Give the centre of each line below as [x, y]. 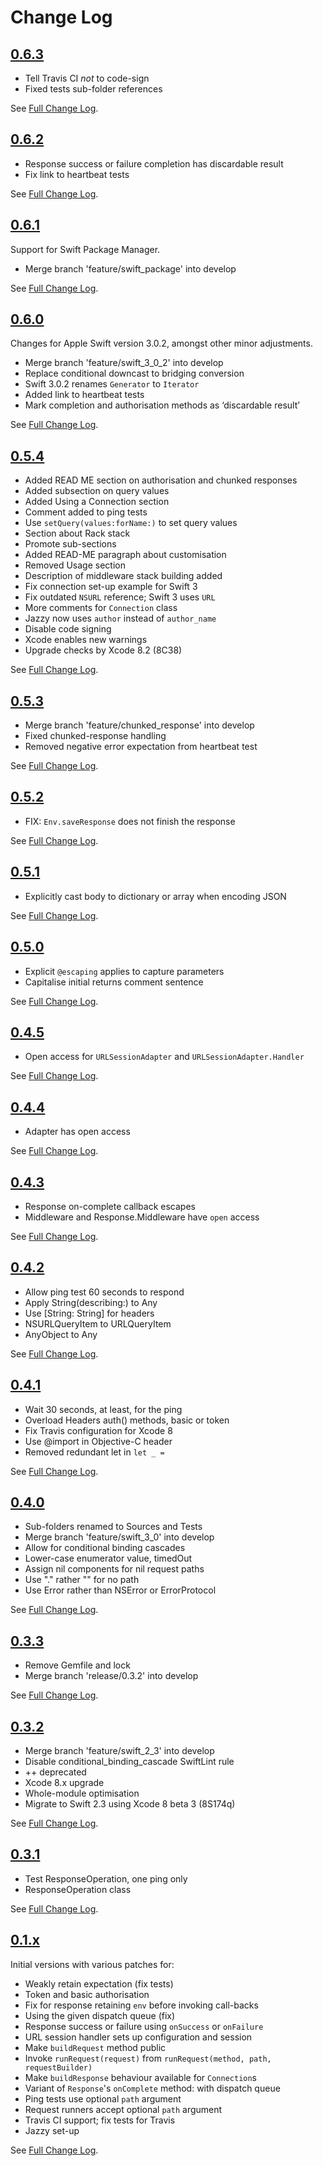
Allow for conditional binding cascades [105, 1548]
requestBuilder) [58, 2067]
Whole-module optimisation [82, 1793]
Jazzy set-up [52, 2130]
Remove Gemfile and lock [77, 1665]
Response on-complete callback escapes [110, 1206]
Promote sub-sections [70, 544]
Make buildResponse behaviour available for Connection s [140, 2077]
